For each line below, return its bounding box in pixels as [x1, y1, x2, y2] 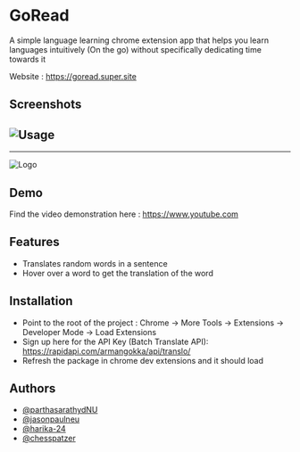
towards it [9, 53, 46, 64]
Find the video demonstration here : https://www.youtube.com [9, 209, 239, 219]
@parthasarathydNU [21, 405, 98, 415]
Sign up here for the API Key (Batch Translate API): [21, 336, 209, 347]
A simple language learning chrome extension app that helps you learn [9, 35, 270, 45]
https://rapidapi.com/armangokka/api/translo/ [21, 345, 191, 357]
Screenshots [9, 97, 82, 112]
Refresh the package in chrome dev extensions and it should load [21, 355, 264, 366]
